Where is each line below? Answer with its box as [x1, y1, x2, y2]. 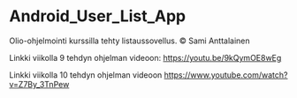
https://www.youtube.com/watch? [164, 69, 288, 80]
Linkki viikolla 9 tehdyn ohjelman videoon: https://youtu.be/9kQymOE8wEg [9, 52, 282, 63]
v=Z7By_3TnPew [9, 79, 70, 89]
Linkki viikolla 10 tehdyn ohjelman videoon [9, 69, 163, 80]
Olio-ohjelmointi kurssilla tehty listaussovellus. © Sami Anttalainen [9, 35, 250, 46]
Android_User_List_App [9, 6, 187, 26]
